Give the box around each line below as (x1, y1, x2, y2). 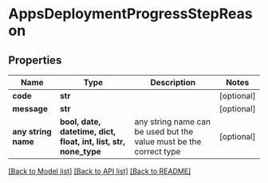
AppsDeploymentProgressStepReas (8, 5, 253, 23)
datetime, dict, (59, 127, 116, 137)
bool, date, (59, 116, 101, 127)
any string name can (134, 116, 211, 127)
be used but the (134, 127, 194, 137)
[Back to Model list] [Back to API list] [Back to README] (8, 166, 191, 176)
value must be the (134, 136, 202, 147)
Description (150, 77, 196, 88)
